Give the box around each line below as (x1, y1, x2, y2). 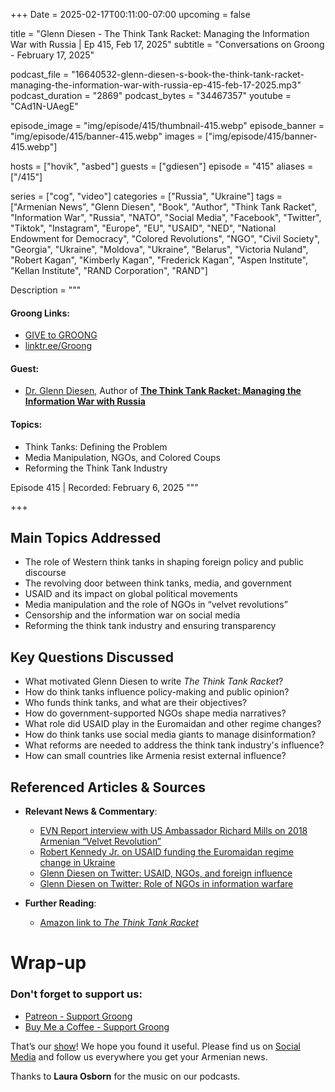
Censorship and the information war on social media (24, 609, 241, 621)
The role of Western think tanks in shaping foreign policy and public (24, 556, 305, 568)
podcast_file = (10, 69, 70, 80)
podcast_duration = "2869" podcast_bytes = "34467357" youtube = (10, 90, 292, 101)
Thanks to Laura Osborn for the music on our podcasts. (10, 1070, 241, 1082)
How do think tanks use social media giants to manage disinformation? (24, 729, 317, 741)
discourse (24, 567, 67, 579)
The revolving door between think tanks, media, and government (24, 577, 292, 589)
